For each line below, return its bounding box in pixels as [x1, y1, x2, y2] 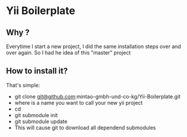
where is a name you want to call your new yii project [14, 99, 143, 106]
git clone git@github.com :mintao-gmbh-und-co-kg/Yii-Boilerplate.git [14, 93, 181, 100]
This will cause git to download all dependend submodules [14, 124, 156, 131]
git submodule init [14, 111, 58, 118]
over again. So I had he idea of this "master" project [6, 49, 131, 56]
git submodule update [14, 118, 68, 125]
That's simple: [6, 81, 40, 88]
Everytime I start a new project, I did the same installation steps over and [6, 43, 181, 50]
